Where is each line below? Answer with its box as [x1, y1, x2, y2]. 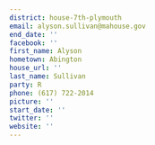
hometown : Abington [9, 55, 82, 64]
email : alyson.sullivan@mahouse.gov [9, 22, 146, 31]
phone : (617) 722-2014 [9, 88, 94, 97]
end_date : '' [9, 30, 58, 39]
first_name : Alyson [9, 47, 82, 56]
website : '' [9, 122, 54, 131]
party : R [9, 80, 42, 89]
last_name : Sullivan [9, 72, 87, 81]
